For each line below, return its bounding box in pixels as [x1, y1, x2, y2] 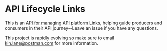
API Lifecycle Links [5, 3, 86, 15]
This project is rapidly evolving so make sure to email [5, 35, 115, 41]
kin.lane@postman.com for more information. [5, 40, 98, 46]
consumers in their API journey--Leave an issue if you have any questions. [5, 25, 158, 31]
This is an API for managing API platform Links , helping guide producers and [5, 20, 162, 26]
